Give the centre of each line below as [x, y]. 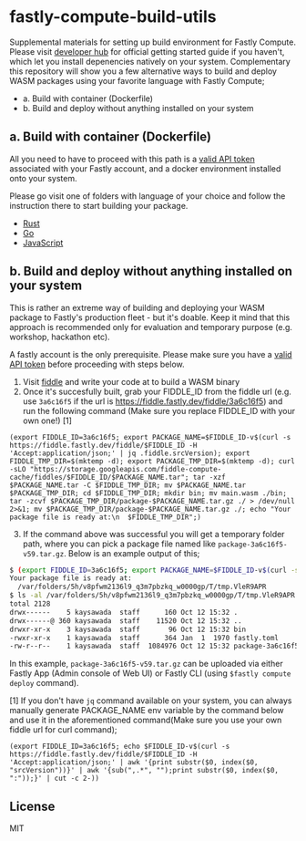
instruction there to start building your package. [99, 205]
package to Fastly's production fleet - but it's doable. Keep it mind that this [150, 317]
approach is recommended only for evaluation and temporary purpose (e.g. [151, 327]
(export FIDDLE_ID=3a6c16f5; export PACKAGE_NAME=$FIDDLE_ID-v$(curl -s [150, 437]
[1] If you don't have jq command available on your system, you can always [151, 701]
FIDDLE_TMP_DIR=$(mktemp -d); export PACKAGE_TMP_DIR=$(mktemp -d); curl [153, 461]
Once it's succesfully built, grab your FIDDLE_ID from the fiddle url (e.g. [157, 391]
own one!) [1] [47, 420]
